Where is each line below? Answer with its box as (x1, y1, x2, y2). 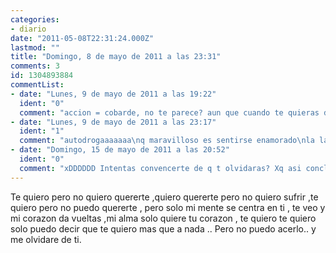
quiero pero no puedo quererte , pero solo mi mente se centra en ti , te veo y (10, 201, 326, 213)
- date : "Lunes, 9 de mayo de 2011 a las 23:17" (10, 117, 217, 127)
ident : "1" (19, 126, 65, 136)
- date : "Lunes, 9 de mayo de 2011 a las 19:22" (10, 89, 217, 99)
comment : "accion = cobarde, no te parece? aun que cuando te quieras (19, 107, 320, 118)
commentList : (10, 80, 65, 90)
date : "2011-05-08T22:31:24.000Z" (10, 33, 155, 43)
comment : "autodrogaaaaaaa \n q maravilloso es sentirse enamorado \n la (19, 136, 315, 146)
